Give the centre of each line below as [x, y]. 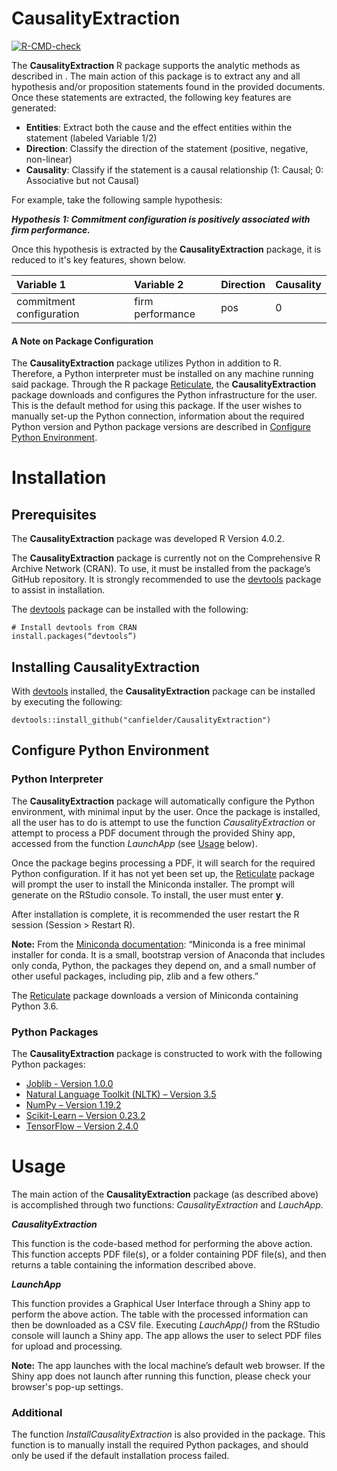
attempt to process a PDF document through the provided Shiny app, [153, 833]
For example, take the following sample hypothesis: [117, 199]
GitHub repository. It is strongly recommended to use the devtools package [166, 579]
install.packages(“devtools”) [74, 637]
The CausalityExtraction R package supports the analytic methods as [156, 65]
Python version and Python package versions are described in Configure [161, 427]
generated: [34, 108]
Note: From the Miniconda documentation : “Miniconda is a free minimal [158, 944]
